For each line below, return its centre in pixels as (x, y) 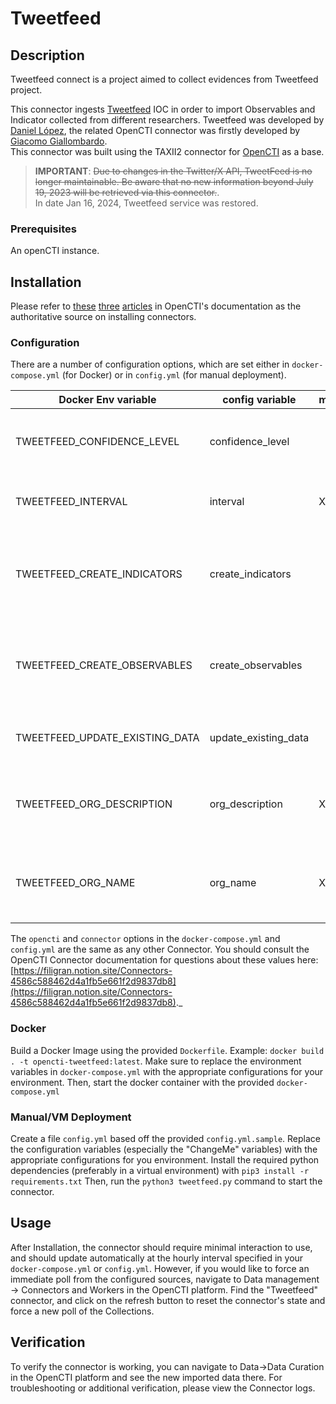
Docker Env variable (107, 400)
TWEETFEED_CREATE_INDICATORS (99, 574)
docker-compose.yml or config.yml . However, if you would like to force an (160, 1268)
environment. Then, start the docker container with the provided (142, 1082)
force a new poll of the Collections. (82, 1311)
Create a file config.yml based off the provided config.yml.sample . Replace (165, 1138)
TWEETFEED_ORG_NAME (75, 883)
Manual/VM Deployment (71, 1117)
